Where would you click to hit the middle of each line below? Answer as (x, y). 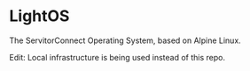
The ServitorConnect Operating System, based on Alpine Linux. (125, 40)
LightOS (39, 16)
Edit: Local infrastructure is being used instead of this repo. (117, 57)
